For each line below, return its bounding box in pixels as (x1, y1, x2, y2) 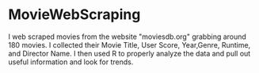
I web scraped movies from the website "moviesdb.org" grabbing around (8, 32, 247, 41)
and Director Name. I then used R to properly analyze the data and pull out (8, 48, 251, 58)
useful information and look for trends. (8, 57, 134, 67)
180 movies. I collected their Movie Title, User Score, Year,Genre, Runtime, (8, 40, 251, 49)
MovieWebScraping (8, 6, 141, 24)
